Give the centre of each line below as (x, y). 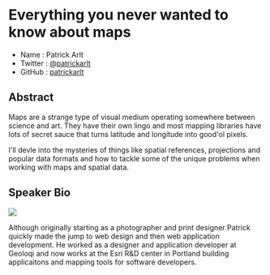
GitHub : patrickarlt (52, 71)
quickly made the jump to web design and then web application (114, 236)
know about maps (70, 32)
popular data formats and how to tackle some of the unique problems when (135, 158)
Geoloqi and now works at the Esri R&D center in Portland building (119, 253)
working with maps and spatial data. (69, 167)
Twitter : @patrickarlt (55, 63)
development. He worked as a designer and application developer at (122, 244)
